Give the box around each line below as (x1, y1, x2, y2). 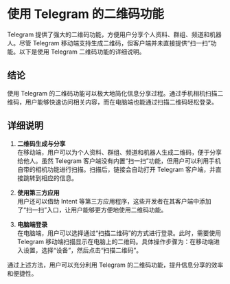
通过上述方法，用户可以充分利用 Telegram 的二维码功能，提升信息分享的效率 (7, 261, 224, 269)
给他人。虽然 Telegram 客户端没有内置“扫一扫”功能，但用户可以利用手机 (16, 156, 221, 165)
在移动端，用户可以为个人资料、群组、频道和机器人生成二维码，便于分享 (16, 148, 222, 156)
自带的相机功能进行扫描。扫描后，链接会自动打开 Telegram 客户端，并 (16, 165, 216, 173)
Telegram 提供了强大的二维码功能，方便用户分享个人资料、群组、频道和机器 (7, 30, 222, 39)
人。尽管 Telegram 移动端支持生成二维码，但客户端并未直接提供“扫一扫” (7, 39, 211, 47)
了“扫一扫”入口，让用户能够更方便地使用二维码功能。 (16, 206, 168, 214)
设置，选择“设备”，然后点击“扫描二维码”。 (23, 245, 143, 254)
